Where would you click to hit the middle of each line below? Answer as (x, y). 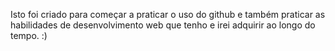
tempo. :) (29, 35)
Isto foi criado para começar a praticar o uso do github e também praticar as (168, 14)
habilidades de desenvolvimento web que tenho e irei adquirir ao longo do (163, 25)
